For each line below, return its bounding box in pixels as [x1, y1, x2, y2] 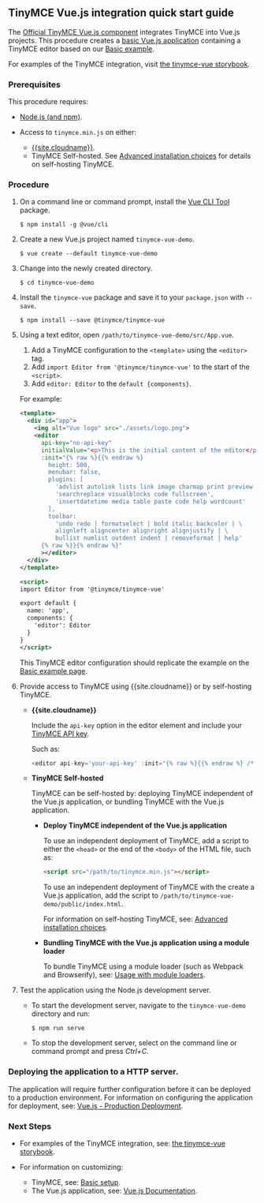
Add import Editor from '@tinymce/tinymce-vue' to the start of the [31, 362, 250, 372]
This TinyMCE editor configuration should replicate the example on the [19, 658, 250, 667]
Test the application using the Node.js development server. [19, 985, 211, 995]
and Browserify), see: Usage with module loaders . [43, 970, 206, 980]
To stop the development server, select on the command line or [31, 1038, 238, 1048]
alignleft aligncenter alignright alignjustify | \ [54, 527, 229, 535]
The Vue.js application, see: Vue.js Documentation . [31, 1186, 198, 1195]
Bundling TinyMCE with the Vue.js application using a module [43, 938, 250, 947]
